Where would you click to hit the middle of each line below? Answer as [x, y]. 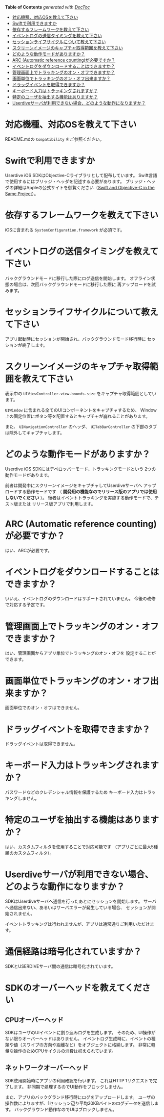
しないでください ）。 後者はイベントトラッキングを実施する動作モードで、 [80, 498]
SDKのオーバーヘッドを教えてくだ [74, 988]
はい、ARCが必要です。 [29, 550]
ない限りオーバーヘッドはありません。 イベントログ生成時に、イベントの [78, 1039]
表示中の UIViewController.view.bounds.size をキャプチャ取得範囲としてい [81, 393]
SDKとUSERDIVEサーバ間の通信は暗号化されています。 [60, 966]
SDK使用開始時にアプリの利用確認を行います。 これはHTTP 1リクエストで [79, 1080]
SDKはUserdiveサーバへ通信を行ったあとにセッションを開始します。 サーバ [81, 901]
